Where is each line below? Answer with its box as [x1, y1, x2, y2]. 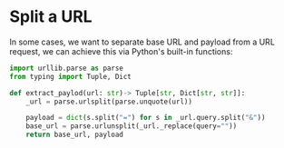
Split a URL [9, 6, 93, 27]
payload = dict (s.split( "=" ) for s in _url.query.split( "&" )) [25, 113, 266, 123]
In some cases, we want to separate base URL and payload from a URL [9, 36, 275, 47]
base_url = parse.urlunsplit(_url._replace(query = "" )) [25, 122, 238, 131]
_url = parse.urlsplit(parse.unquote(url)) [25, 97, 193, 106]
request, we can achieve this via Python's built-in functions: [9, 45, 233, 56]
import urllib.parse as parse [9, 64, 124, 73]
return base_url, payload [25, 130, 124, 140]
